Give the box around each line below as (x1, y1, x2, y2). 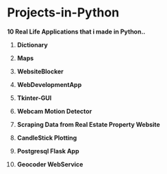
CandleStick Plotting (16, 134, 77, 142)
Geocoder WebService (16, 160, 83, 169)
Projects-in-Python (7, 5, 120, 21)
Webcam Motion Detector (16, 107, 92, 115)
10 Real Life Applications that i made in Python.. (7, 27, 146, 36)
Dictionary (16, 40, 48, 49)
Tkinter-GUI (16, 94, 52, 102)
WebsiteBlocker (16, 67, 64, 75)
